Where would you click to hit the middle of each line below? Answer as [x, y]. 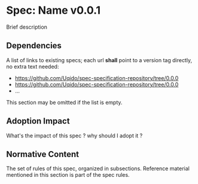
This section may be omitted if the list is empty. [64, 102]
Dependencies [34, 46]
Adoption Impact [38, 121]
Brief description [27, 27]
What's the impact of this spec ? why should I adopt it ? [74, 136]
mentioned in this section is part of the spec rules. [68, 175]
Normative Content [43, 154]
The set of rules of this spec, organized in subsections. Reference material [98, 168]
